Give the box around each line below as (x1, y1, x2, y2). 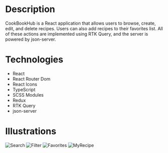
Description (5, 4, 55, 15)
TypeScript (12, 87, 36, 93)
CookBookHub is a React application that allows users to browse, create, (5, 20, 156, 26)
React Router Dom (12, 75, 51, 82)
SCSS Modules (12, 92, 44, 98)
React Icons (12, 81, 38, 87)
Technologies (5, 54, 64, 65)
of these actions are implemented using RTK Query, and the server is (5, 31, 148, 37)
